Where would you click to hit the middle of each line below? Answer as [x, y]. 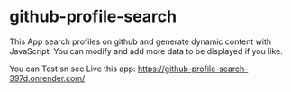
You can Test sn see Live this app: [73, 69]
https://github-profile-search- [193, 69]
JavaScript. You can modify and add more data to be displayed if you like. [146, 51]
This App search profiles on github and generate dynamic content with [141, 41]
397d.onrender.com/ [47, 78]
